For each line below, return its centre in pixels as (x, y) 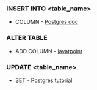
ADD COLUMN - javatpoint (48, 51)
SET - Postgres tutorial (44, 80)
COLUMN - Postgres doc (46, 22)
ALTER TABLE (27, 38)
